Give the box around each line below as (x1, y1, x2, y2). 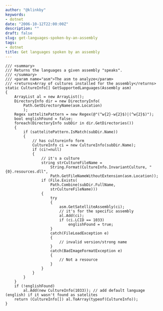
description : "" (5, 26, 39, 31)
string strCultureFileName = (41, 160, 102, 165)
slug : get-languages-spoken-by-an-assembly (5, 36, 98, 41)
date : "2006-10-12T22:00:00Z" (5, 21, 69, 27)
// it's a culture (41, 155, 80, 161)
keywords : (5, 12, 26, 17)
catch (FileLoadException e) (50, 230, 109, 236)
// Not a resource (59, 257, 98, 262)
